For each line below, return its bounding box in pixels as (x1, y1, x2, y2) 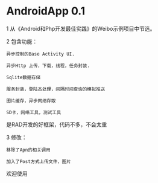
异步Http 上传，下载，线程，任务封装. (6, 62, 90, 69)
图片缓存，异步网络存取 (6, 98, 56, 104)
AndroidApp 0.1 (6, 4, 86, 18)
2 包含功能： (6, 37, 38, 45)
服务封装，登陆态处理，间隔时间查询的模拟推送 (6, 86, 106, 92)
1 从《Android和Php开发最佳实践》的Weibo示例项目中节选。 (6, 25, 156, 32)
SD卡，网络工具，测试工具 (6, 109, 62, 115)
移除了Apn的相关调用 (6, 147, 51, 153)
